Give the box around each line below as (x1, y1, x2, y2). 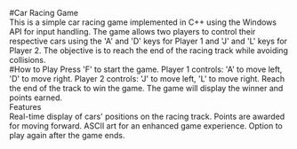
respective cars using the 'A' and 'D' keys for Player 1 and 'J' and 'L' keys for (9, 35, 287, 46)
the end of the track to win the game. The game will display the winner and (9, 83, 284, 93)
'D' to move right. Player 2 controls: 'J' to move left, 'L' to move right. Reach (9, 74, 285, 83)
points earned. (9, 92, 63, 103)
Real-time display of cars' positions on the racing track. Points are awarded (9, 111, 285, 122)
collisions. (9, 55, 46, 65)
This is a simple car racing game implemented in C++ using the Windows (9, 17, 277, 27)
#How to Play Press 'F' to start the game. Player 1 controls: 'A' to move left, (9, 64, 283, 74)
